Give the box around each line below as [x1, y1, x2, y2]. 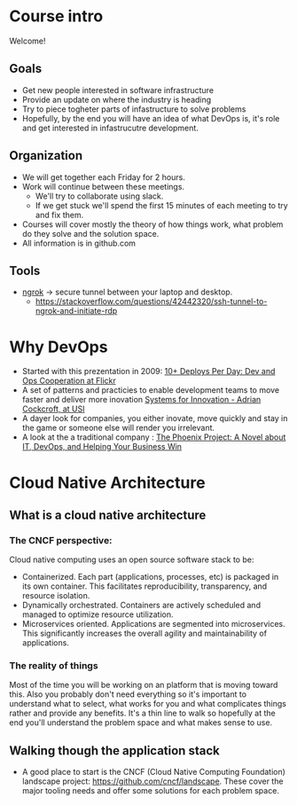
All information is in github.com [21, 238, 136, 248]
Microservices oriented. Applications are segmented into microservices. [21, 619, 285, 629]
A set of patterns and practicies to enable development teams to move [21, 385, 280, 395]
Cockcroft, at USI [21, 403, 86, 414]
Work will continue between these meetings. [21, 181, 184, 191]
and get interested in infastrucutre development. [21, 122, 199, 133]
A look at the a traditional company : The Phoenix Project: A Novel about [21, 432, 286, 442]
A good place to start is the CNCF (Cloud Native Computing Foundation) [21, 767, 286, 778]
